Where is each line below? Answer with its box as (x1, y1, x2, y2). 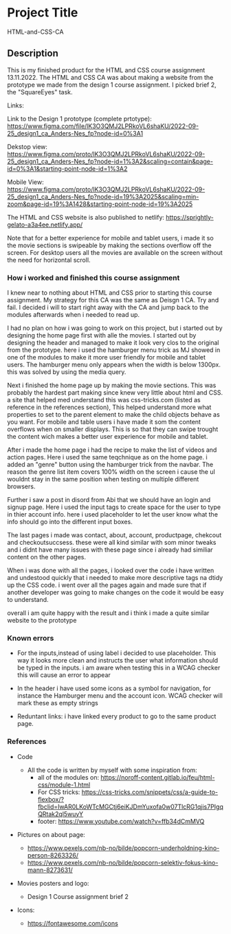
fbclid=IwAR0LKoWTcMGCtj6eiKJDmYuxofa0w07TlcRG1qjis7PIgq (37, 802, 223, 811)
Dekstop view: (7, 143, 48, 151)
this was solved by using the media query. (7, 368, 126, 376)
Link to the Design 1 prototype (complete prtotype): (7, 114, 153, 123)
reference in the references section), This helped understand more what (7, 403, 212, 411)
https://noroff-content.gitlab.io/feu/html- (100, 773, 215, 781)
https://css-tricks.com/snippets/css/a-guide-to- (81, 787, 219, 796)
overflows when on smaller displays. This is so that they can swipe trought (7, 425, 219, 433)
